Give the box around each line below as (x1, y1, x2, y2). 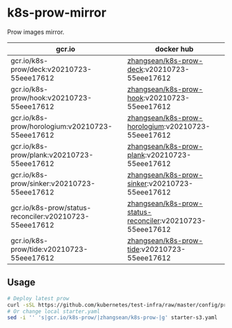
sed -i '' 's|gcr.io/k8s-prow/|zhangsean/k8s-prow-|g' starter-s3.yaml (7, 314, 217, 321)
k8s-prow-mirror (7, 5, 107, 21)
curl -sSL (7, 301, 36, 309)
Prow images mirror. (7, 28, 65, 36)
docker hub (155, 44, 194, 53)
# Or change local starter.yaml (7, 308, 100, 315)
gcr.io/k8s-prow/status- (10, 203, 92, 212)
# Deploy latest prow (7, 295, 70, 302)
